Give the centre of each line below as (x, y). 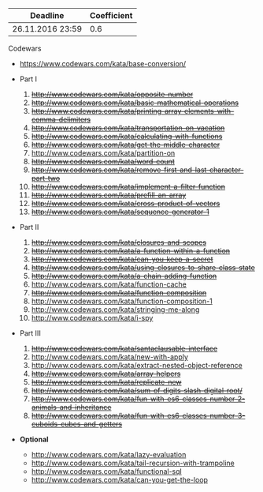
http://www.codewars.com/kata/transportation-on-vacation (128, 128)
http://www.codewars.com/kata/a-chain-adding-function (124, 276)
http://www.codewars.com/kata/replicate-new (107, 382)
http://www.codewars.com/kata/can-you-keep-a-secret (122, 259)
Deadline (47, 15)
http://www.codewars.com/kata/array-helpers (106, 374)
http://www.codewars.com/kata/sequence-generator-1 (120, 212)
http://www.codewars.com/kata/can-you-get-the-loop (120, 480)
